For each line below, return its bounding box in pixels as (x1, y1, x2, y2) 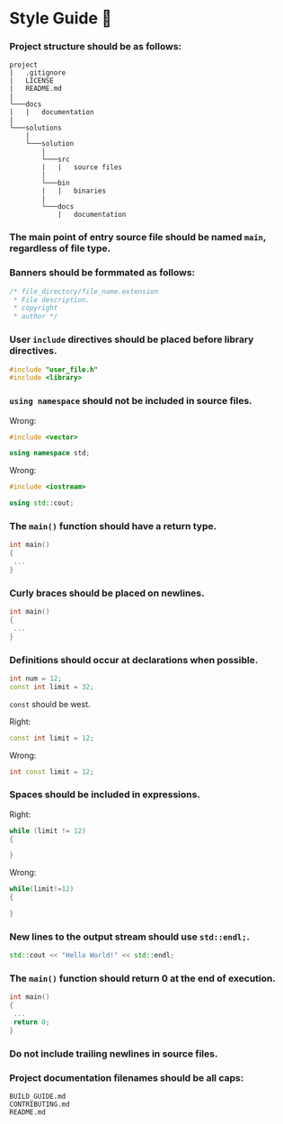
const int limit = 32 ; (9, 682, 94, 691)
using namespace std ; (9, 449, 91, 458)
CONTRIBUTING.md (9, 1100, 70, 1110)
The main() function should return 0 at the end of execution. (9, 972, 276, 985)
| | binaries (41, 186, 106, 196)
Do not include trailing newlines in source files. (9, 1048, 218, 1060)
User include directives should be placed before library (9, 333, 254, 346)
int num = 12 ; (9, 674, 63, 683)
